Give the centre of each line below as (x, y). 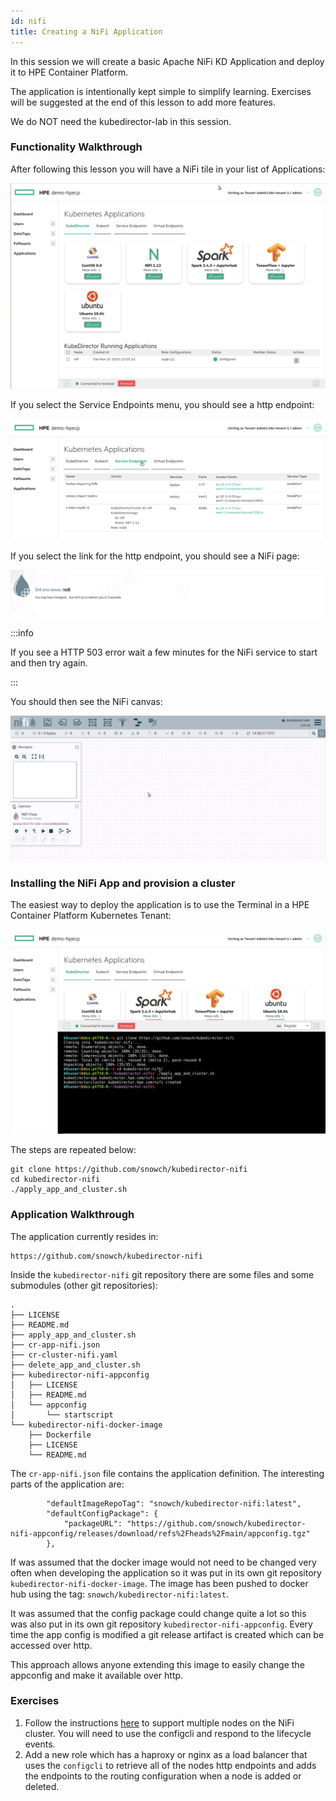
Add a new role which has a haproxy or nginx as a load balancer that (166, 1754)
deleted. (42, 1786)
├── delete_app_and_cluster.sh (75, 1365)
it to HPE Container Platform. (69, 72)
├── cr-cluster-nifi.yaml (64, 1355)
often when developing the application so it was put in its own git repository (166, 1572)
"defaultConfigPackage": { (102, 1513)
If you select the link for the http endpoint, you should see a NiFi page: (155, 556)
